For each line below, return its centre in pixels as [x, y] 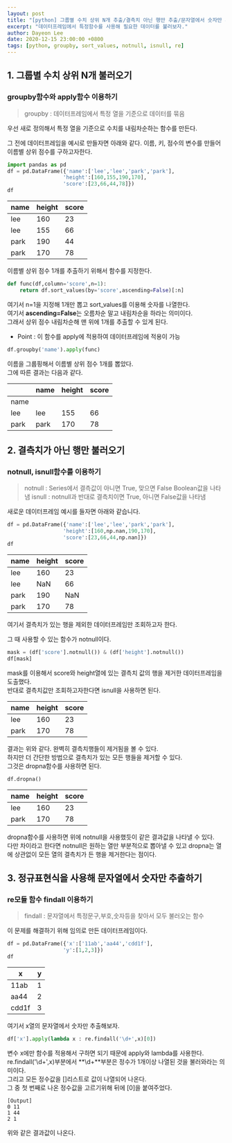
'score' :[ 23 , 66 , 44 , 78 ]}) [99, 184]
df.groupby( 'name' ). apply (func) [54, 349]
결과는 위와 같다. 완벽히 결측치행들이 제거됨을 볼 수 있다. [83, 748]
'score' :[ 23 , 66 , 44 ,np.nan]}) [105, 538]
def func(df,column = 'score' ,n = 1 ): [57, 284]
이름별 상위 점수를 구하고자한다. [50, 151]
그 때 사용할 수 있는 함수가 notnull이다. [59, 639]
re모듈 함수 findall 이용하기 [50, 899]
